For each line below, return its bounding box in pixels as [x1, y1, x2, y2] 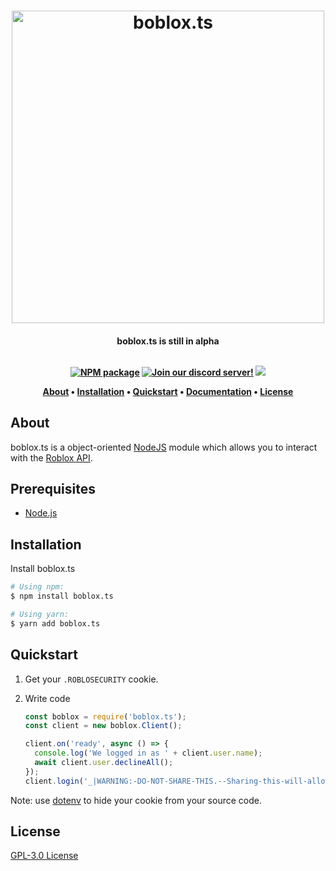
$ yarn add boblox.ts [10, 618, 101, 629]
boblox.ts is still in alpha [116, 335, 220, 347]
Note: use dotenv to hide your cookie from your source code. [10, 794, 262, 806]
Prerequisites [10, 480, 96, 497]
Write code [24, 692, 71, 704]
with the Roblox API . [10, 451, 93, 464]
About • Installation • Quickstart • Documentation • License [42, 385, 294, 397]
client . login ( [24, 776, 84, 786]
